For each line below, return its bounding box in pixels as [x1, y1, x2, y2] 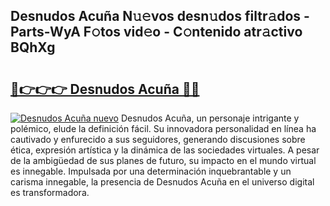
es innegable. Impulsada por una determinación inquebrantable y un [10, 165, 292, 177]
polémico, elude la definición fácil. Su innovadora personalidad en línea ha [10, 123, 317, 134]
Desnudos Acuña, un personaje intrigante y [120, 112, 300, 124]
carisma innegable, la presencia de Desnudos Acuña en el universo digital [10, 176, 315, 188]
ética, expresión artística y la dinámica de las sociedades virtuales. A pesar [10, 144, 320, 156]
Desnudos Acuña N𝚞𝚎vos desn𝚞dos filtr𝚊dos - [10, 8, 310, 25]
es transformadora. [10, 187, 90, 198]
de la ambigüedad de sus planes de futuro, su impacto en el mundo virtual [10, 155, 317, 166]
